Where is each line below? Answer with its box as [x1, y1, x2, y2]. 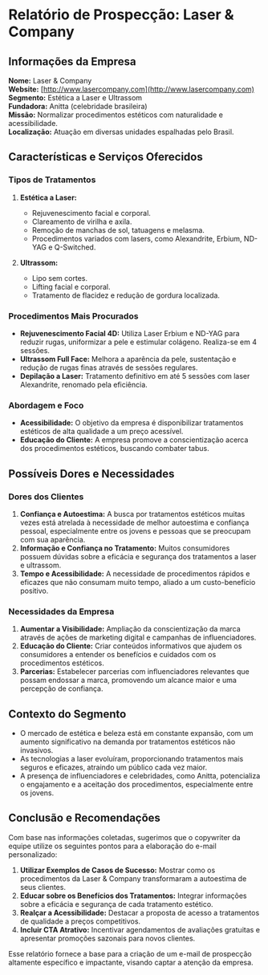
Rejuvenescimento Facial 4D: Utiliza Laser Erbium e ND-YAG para [19, 328, 240, 338]
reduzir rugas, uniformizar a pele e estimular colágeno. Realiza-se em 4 [19, 337, 257, 347]
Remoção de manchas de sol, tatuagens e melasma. [31, 225, 205, 234]
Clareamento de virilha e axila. [31, 217, 132, 226]
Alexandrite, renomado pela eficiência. [19, 380, 148, 389]
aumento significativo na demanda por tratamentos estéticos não [19, 737, 236, 747]
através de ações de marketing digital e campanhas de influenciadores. [19, 632, 257, 643]
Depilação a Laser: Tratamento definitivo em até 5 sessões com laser [19, 371, 250, 380]
